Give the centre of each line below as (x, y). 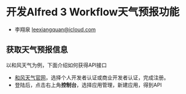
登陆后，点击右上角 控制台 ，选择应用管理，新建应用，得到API (88, 85)
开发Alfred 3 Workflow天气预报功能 (93, 12)
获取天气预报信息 (37, 50)
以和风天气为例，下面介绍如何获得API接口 (57, 65)
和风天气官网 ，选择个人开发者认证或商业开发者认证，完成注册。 (92, 78)
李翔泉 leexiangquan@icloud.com (55, 29)
